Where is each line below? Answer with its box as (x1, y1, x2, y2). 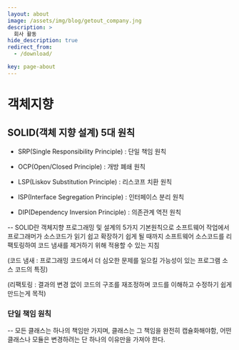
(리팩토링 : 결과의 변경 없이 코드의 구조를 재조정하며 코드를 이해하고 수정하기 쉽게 (7, 280, 233, 289)
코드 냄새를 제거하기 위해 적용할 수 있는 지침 (38, 241, 160, 249)
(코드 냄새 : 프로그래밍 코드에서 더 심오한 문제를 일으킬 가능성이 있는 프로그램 (7, 256, 221, 264)
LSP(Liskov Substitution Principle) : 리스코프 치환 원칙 (17, 177, 173, 186)
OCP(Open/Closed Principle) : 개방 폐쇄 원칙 (17, 162, 146, 171)
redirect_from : (7, 44, 53, 51)
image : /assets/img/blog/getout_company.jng (7, 17, 142, 24)
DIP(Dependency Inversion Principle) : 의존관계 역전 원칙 (17, 208, 182, 216)
